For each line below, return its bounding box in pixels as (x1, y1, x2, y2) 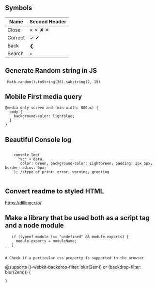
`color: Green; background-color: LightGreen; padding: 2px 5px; (17, 161, 153, 166)
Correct (7, 34, 25, 41)
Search (7, 50, 24, 57)
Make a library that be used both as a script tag (5, 214, 150, 222)
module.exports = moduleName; (16, 239, 77, 243)
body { (9, 110, 23, 114)
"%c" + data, (17, 157, 45, 162)
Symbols (5, 4, 32, 12)
